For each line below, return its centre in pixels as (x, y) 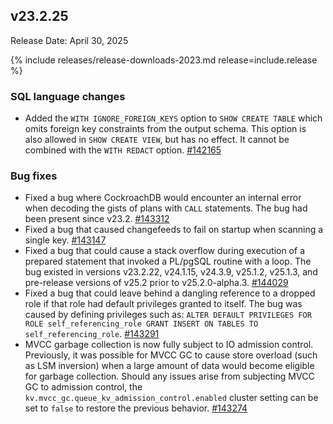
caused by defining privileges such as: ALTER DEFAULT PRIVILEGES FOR (168, 315)
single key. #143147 (65, 240)
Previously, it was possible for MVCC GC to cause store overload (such (171, 355)
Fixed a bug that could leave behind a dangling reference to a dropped (170, 293)
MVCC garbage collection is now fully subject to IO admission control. (169, 345)
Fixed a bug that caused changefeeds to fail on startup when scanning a (174, 230)
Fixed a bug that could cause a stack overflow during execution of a (164, 251)
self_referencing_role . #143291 (92, 334)
